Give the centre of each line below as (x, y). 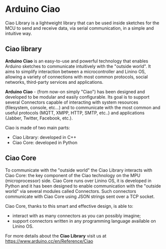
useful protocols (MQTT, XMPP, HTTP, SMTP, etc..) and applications (75, 113)
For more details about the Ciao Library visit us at (56, 236)
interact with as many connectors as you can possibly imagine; (77, 216)
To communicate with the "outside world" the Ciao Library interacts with (79, 170)
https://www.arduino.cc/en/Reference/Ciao (49, 241)
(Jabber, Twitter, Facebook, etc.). (39, 118)
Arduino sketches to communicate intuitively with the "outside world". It (78, 66)
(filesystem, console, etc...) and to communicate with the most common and (83, 107)
